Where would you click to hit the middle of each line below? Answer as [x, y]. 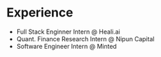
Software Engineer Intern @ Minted [66, 46]
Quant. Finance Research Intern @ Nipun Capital [85, 38]
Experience [40, 13]
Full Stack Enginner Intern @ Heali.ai [68, 32]
